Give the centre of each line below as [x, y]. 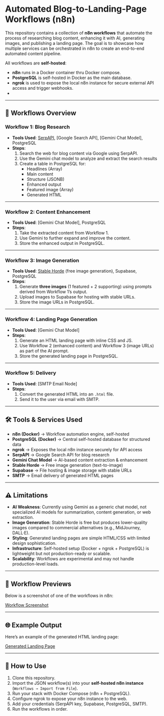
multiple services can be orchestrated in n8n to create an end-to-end [75, 48]
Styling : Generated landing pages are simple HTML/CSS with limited [81, 538]
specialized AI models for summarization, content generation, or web [82, 512]
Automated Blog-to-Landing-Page [76, 9]
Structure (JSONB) [46, 179]
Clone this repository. [34, 678]
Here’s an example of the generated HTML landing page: [62, 637]
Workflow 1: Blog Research [37, 127]
